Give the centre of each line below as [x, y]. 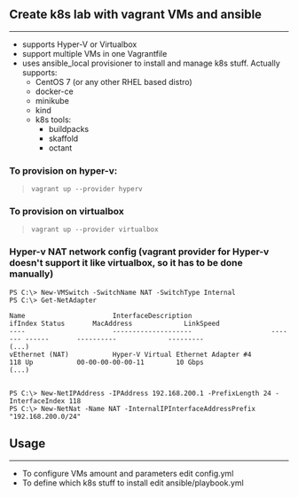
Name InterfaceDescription [101, 315]
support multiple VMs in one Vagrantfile [94, 53]
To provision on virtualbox [67, 212]
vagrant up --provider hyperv [87, 190]
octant [60, 148]
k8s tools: [53, 120]
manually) [31, 274]
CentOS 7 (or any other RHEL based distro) [114, 82]
